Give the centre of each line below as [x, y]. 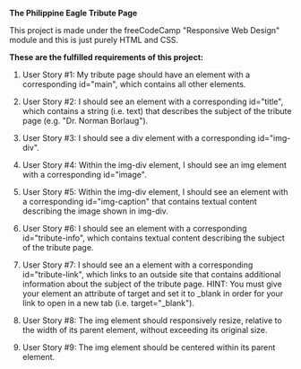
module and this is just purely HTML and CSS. [94, 40]
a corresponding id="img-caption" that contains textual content [139, 202]
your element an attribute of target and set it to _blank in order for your [153, 294]
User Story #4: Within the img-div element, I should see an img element [154, 165]
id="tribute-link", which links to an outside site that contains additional [151, 274]
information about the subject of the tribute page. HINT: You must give [152, 284]
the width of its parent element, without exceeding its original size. [145, 330]
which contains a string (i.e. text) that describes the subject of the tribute [157, 111]
